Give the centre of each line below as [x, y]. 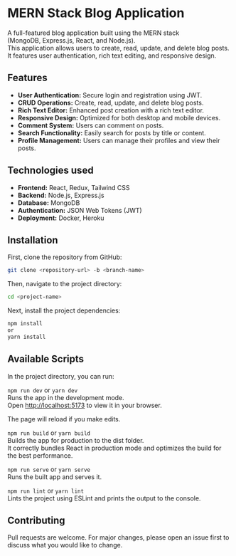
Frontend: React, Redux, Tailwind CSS [74, 187]
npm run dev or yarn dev [43, 390]
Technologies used [50, 171]
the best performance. [40, 455]
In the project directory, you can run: [61, 376]
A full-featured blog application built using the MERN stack [93, 33]
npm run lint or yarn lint [45, 491]
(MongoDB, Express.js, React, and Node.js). [71, 40]
